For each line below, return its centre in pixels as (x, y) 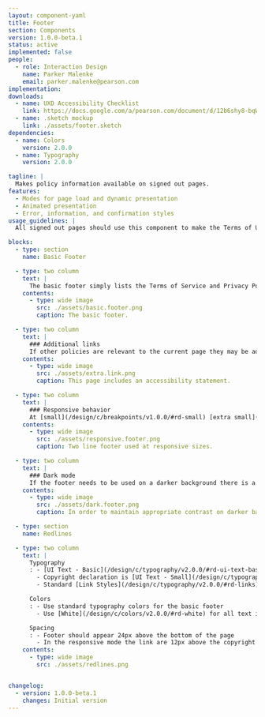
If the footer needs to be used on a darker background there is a (142, 482)
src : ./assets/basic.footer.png (90, 308)
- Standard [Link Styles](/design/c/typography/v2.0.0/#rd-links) (148, 585)
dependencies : (32, 133)
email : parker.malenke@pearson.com (81, 81)
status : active (33, 45)
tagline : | (26, 177)
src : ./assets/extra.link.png (86, 374)
